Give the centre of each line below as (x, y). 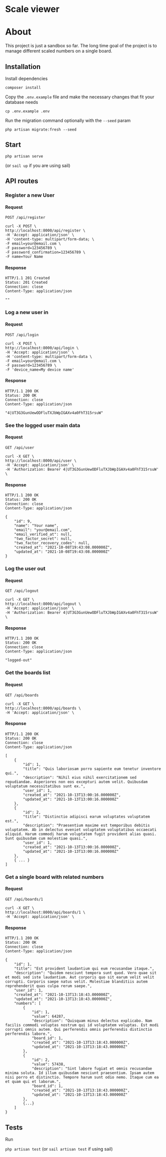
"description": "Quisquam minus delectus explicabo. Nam (92, 1021)
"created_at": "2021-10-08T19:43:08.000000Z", (63, 548)
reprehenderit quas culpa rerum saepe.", (49, 986)
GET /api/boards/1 (24, 899)
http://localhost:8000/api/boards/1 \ (45, 912)
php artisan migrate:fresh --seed (41, 129)
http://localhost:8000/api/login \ (42, 348)
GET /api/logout (22, 591)
